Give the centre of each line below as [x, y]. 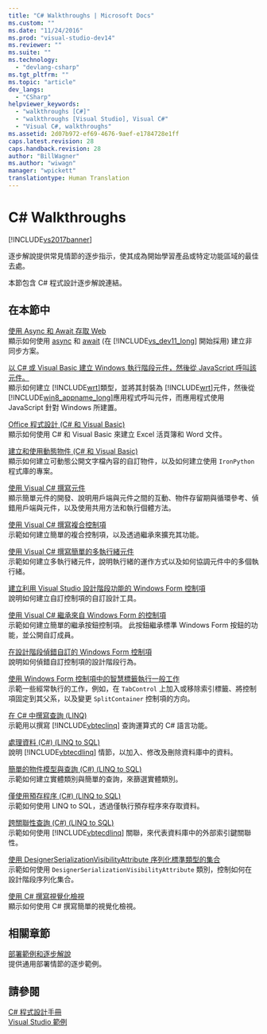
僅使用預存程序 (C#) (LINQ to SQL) [65, 796]
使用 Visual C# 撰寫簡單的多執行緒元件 [71, 551]
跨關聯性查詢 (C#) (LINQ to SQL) [61, 823]
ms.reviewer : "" [35, 45]
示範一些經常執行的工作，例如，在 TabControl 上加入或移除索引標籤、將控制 [132, 688]
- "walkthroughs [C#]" [53, 112]
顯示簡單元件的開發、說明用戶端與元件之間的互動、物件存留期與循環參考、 [130, 498]
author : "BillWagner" [44, 156]
